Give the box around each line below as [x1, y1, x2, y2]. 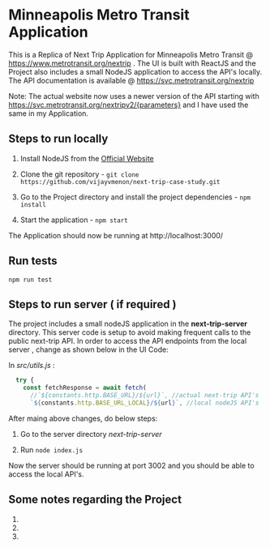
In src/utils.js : [8, 361, 55, 370]
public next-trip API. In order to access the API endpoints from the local [8, 336, 247, 346]
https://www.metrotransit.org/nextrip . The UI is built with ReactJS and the [8, 58, 257, 68]
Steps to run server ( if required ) [8, 298, 177, 311]
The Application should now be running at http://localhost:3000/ [8, 230, 224, 240]
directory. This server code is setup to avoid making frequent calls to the [8, 328, 251, 337]
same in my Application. [8, 108, 89, 118]
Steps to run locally [8, 132, 109, 146]
